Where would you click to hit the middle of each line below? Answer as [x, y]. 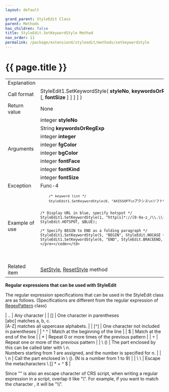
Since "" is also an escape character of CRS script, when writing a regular [82, 373]
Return [16, 105]
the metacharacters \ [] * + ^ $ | [38, 363]
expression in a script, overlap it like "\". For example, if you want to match [82, 379]
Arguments [21, 148]
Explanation [22, 83]
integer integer [58, 136]
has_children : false [27, 28]
